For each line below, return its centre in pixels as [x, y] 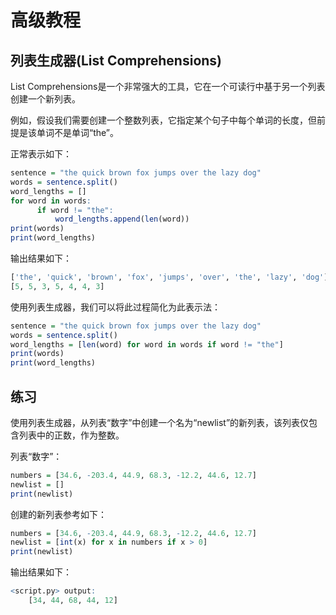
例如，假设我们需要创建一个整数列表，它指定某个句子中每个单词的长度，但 [163, 120]
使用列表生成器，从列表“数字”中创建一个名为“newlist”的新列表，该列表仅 [160, 422]
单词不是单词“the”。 [78, 132]
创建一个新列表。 [45, 99]
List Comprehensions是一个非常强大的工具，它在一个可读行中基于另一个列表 [168, 86]
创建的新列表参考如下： [58, 514]
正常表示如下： [41, 154]
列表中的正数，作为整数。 [71, 435]
